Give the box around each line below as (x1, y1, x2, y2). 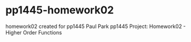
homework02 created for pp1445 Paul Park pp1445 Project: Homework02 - (5, 23, 186, 30)
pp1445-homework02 (5, 3, 114, 17)
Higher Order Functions (5, 29, 62, 36)
